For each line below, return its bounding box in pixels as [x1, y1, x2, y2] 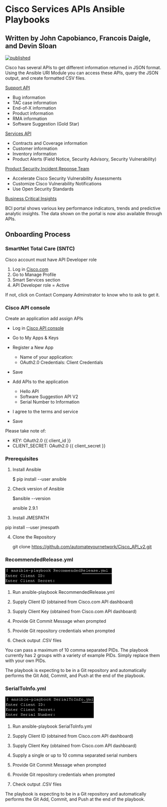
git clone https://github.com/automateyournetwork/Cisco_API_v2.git [12, 544, 152, 550]
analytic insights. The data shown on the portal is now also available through [5, 211, 163, 216]
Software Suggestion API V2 [19, 394, 78, 400]
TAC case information [12, 100, 57, 106]
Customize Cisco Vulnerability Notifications [12, 181, 102, 186]
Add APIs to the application [12, 379, 69, 385]
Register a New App [12, 344, 54, 350]
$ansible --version [12, 496, 51, 502]
